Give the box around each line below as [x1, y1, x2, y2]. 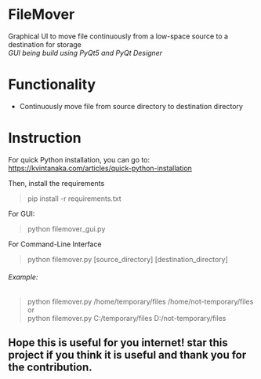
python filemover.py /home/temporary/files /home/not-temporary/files [27, 297, 254, 307]
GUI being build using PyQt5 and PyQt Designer [8, 48, 163, 57]
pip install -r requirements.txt [27, 194, 121, 203]
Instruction [8, 129, 82, 147]
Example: [8, 272, 38, 282]
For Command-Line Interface [8, 239, 102, 249]
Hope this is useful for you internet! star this [8, 336, 229, 350]
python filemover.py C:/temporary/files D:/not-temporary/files [27, 314, 227, 323]
